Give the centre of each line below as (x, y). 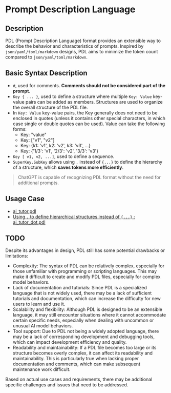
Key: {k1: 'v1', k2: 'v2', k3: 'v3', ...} (56, 145)
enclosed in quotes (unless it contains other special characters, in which (89, 118)
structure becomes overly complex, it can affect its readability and (82, 353)
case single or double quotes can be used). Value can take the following (89, 124)
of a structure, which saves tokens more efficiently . (68, 167)
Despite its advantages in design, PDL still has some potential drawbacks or (85, 250)
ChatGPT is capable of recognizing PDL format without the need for (89, 177)
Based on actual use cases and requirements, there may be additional (79, 379)
